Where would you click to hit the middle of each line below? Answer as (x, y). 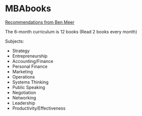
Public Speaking (28, 87)
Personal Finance (30, 66)
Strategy (21, 51)
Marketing (23, 71)
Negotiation (24, 92)
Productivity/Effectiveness (39, 108)
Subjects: (15, 41)
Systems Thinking (30, 82)
